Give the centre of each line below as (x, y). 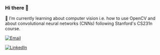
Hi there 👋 (17, 8)
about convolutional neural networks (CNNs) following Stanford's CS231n (79, 23)
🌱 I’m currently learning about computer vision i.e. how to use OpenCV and (80, 18)
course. (13, 29)
